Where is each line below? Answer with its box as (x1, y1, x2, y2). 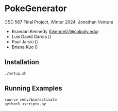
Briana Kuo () (11, 44, 38, 50)
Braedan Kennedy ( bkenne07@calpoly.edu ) (11, 28, 99, 34)
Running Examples (4, 84, 63, 92)
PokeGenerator (4, 3, 67, 14)
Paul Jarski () (11, 38, 38, 44)
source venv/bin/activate (4, 97, 57, 102)
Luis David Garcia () (11, 34, 51, 39)
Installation (4, 58, 39, 66)
